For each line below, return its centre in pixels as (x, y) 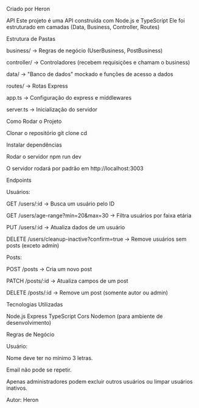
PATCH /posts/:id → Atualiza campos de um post (68, 281)
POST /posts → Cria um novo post (49, 269)
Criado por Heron (28, 9)
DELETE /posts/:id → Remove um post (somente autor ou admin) (87, 292)
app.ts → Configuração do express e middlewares (69, 98)
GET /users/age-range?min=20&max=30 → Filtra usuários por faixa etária (99, 216)
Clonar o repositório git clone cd (47, 133)
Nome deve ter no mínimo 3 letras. (50, 358)
